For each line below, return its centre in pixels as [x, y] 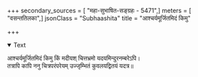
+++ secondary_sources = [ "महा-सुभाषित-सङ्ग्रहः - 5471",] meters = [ [99, 11]
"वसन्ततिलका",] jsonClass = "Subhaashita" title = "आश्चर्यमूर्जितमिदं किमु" [99, 18]
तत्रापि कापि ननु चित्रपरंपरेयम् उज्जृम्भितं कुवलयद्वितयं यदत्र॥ [70, 66]
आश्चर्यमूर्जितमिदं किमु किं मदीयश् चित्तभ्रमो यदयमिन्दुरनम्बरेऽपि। [74, 58]
